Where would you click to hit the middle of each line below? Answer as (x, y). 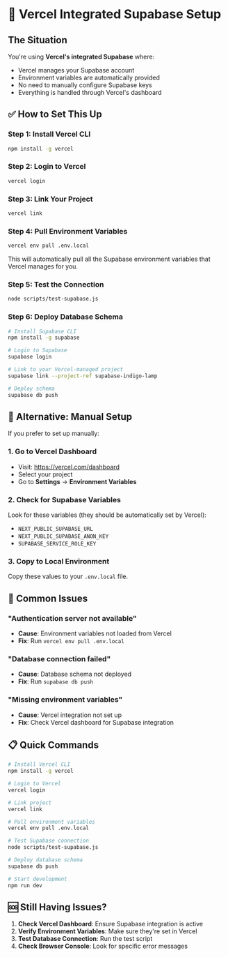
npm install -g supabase (44, 338)
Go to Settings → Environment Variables (77, 481)
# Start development (38, 879)
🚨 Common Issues (48, 598)
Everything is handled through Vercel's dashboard (90, 92)
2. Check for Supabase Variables (64, 499)
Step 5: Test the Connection (56, 284)
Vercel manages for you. (43, 266)
